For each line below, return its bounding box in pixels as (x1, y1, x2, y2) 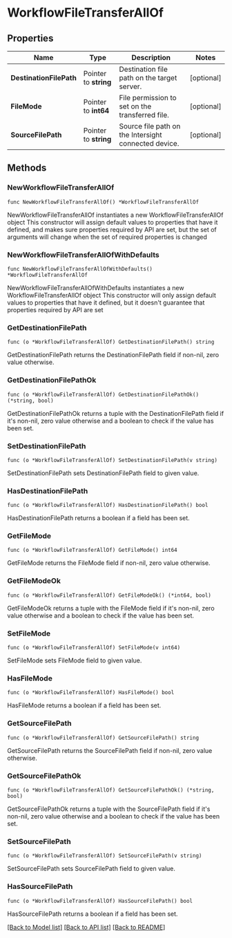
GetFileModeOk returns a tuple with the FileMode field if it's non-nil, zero (7, 604, 215, 612)
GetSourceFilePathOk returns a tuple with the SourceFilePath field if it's (7, 805, 211, 813)
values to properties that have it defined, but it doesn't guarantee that (7, 298, 205, 307)
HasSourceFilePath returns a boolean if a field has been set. (7, 910, 178, 918)
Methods (7, 162, 47, 174)
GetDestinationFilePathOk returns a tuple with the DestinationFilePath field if (7, 409, 224, 417)
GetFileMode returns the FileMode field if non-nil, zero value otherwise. (7, 559, 211, 567)
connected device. (119, 139, 180, 148)
